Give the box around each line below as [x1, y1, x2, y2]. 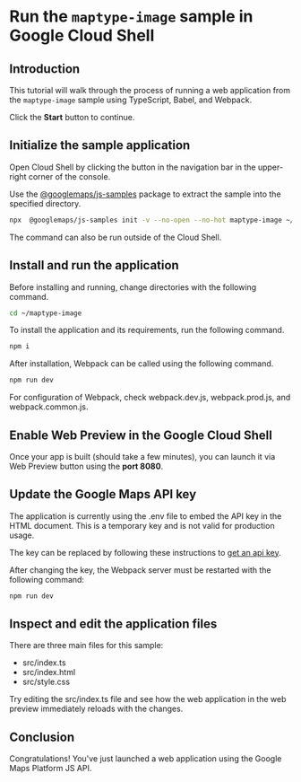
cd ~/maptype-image [9, 308, 82, 318]
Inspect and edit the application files [9, 617, 218, 632]
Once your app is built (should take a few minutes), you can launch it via [9, 451, 276, 461]
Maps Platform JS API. [9, 763, 92, 774]
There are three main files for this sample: [9, 640, 164, 651]
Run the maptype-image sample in [9, 6, 254, 27]
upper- [257, 162, 284, 172]
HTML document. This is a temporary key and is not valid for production [9, 520, 275, 531]
